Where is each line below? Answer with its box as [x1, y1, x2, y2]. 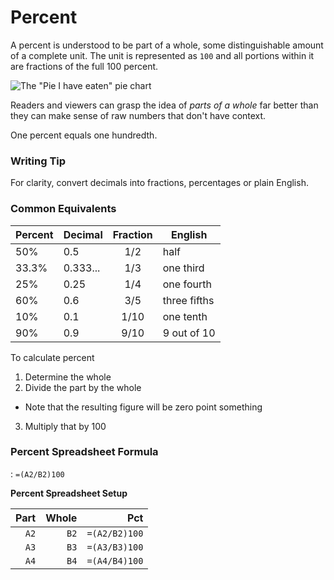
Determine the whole [24, 371, 112, 383]
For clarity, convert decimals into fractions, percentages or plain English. [10, 177, 309, 189]
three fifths [162, 293, 215, 307]
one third [162, 261, 205, 275]
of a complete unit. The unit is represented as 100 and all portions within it [10, 49, 315, 61]
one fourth [162, 277, 212, 291]
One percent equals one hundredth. [10, 129, 158, 141]
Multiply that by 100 [24, 420, 107, 432]
